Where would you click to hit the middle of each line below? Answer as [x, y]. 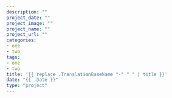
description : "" [27, 12]
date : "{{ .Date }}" [33, 80]
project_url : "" [27, 35]
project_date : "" [28, 18]
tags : [13, 57]
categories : [21, 40]
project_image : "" [30, 23]
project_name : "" [28, 29]
